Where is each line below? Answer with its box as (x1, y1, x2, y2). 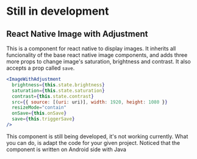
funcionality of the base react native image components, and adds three (6, 51, 188, 59)
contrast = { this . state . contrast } (12, 93, 95, 99)
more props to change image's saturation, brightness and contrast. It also (6, 58, 191, 65)
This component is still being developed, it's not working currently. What (6, 133, 188, 140)
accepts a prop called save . (6, 64, 75, 72)
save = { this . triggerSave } (12, 116, 75, 122)
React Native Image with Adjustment (6, 29, 148, 39)
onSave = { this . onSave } (12, 110, 67, 117)
